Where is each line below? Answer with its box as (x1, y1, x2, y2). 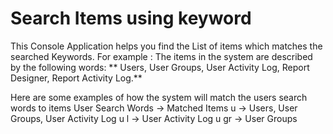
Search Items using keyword (10, 7, 252, 30)
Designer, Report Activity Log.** (10, 72, 143, 84)
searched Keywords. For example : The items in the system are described (10, 50, 313, 62)
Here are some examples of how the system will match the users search (10, 91, 308, 103)
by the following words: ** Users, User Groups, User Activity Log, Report (10, 61, 310, 73)
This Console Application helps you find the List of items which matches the (10, 40, 323, 52)
